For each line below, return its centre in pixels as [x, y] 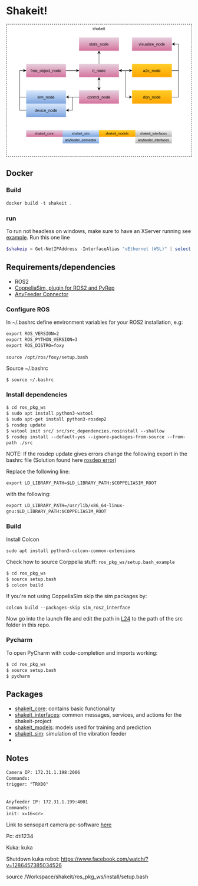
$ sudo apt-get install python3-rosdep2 [57, 419]
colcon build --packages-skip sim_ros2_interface [68, 608]
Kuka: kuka [20, 848]
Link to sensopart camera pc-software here [59, 825]
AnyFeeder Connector [42, 294]
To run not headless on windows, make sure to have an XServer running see [99, 231]
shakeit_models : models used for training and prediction [83, 727]
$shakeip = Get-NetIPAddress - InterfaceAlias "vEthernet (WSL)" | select [99, 249]
